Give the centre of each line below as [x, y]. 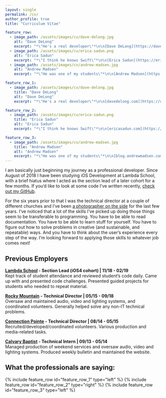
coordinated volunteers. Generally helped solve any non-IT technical [75, 306]
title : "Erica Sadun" [36, 119]
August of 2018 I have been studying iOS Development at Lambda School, [80, 175]
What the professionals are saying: [60, 368]
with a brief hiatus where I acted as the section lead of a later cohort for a [80, 181]
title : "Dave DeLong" [36, 92]
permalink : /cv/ [22, 14]
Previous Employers [37, 258]
